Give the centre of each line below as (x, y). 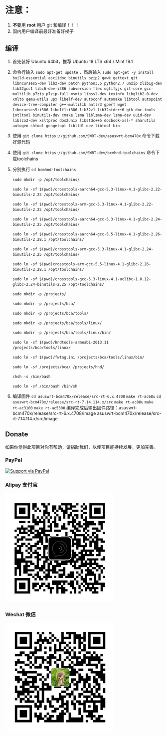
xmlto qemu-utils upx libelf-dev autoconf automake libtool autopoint (87, 99)
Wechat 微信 (20, 615)
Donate (17, 434)
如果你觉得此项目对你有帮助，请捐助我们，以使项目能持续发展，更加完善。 (82, 447)
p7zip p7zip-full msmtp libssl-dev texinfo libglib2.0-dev (95, 94)
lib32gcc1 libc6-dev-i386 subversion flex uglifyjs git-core (77, 89)
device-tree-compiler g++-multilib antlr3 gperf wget (69, 104)
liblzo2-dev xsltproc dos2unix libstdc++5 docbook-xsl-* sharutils (84, 120)
